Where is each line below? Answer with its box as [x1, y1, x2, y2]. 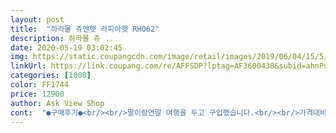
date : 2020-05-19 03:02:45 [10, 42, 123, 53]
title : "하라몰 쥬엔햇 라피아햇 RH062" [10, 24, 160, 34]
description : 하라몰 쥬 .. [10, 33, 115, 43]
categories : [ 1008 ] [10, 71, 92, 81]
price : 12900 [10, 89, 65, 99]
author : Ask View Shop [10, 98, 105, 108]
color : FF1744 [10, 80, 70, 90]
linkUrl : [10, 61, 47, 71]
